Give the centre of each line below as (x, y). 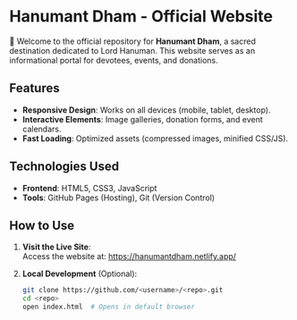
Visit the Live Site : (56, 247)
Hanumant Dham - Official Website (141, 17)
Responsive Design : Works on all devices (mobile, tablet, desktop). (146, 110)
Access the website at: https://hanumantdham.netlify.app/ (129, 257)
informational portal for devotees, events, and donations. (114, 60)
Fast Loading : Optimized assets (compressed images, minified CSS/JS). (155, 138)
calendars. (42, 129)
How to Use (42, 225)
